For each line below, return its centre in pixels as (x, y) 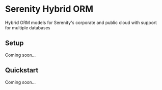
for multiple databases (28, 27)
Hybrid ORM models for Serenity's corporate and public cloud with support (81, 22)
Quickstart (22, 70)
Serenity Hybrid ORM (49, 9)
